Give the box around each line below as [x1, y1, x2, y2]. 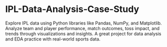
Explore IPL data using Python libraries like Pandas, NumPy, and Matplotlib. [5, 20, 162, 26]
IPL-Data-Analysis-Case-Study [5, 3, 139, 15]
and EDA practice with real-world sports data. [5, 36, 101, 42]
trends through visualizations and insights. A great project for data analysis [5, 30, 161, 36]
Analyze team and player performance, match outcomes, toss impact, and [5, 25, 160, 31]
